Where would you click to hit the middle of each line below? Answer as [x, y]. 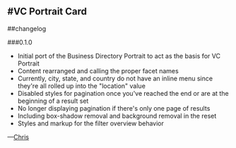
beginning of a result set [53, 101]
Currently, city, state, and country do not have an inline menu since [115, 78]
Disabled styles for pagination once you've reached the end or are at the [123, 93]
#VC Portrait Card [47, 12]
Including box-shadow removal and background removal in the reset [117, 116]
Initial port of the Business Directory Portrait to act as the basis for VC [119, 56]
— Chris [18, 137]
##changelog [27, 28]
